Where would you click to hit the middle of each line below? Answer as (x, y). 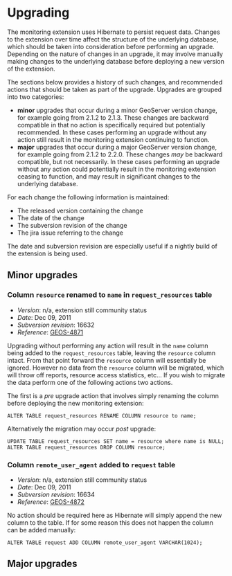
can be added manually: (42, 530)
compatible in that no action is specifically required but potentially (111, 125)
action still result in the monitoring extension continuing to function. (113, 139)
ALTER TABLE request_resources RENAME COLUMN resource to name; (102, 416)
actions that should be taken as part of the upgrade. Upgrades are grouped (115, 89)
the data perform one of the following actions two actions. (90, 382)
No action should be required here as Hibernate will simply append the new (115, 515)
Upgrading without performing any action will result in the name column (108, 345)
